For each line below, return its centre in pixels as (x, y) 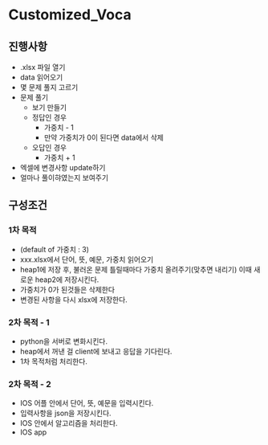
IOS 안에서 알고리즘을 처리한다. (69, 423)
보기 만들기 (49, 107)
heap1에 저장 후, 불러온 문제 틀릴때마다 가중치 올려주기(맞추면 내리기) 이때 (136, 269)
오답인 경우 (49, 147)
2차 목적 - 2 (30, 384)
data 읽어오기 (41, 77)
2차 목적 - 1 (29, 322)
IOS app (33, 432)
